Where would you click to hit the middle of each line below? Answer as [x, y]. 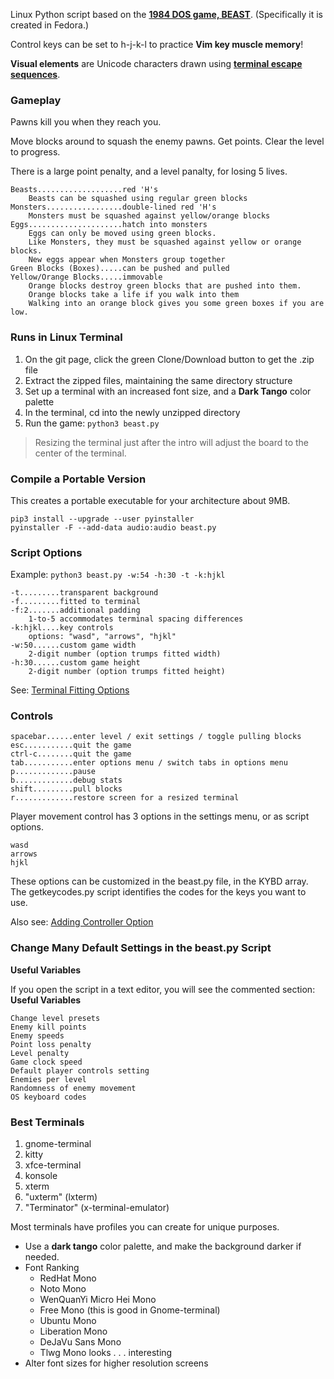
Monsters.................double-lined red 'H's [113, 207]
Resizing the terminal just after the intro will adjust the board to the [171, 442]
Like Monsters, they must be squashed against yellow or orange [165, 242]
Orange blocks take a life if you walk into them [134, 295]
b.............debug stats [66, 780]
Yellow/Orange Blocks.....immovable [86, 277]
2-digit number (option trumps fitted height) [127, 672]
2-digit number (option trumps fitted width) [125, 654]
